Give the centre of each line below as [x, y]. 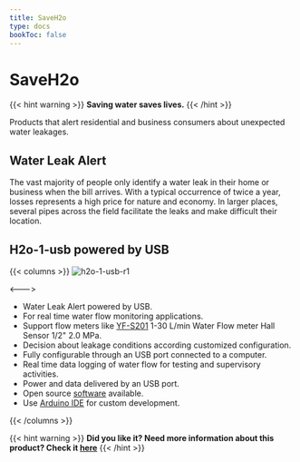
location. [26, 221]
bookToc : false [38, 34]
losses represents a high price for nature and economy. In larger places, [144, 202]
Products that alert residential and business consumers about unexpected [147, 123]
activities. [40, 374]
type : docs [30, 26]
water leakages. [39, 132]
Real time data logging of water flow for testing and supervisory [141, 364]
